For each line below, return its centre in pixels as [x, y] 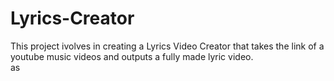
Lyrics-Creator [72, 18]
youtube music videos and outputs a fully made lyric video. [132, 56]
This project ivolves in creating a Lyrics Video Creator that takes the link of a [167, 46]
